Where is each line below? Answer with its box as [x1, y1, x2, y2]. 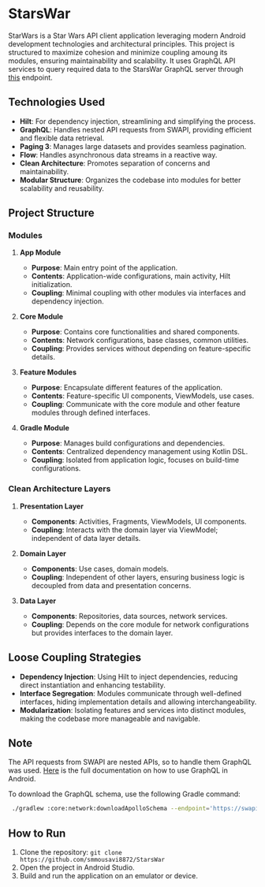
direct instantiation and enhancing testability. [19, 680, 166, 690]
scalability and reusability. [19, 183, 105, 193]
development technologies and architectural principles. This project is [8, 39, 235, 48]
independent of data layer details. [31, 533, 141, 542]
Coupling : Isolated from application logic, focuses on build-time [31, 455, 239, 465]
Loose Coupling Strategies [8, 651, 142, 665]
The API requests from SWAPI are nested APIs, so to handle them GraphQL [8, 758, 252, 767]
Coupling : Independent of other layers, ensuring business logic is [31, 572, 245, 582]
